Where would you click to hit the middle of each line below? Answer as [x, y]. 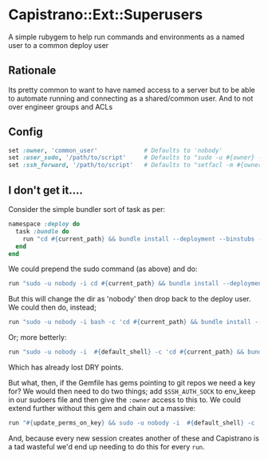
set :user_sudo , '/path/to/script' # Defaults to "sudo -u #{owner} [132, 158]
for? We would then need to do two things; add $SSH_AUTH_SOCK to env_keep [132, 391]
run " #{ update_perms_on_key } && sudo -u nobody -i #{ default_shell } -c [132, 423]
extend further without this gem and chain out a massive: [102, 408]
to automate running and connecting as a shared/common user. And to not [131, 98]
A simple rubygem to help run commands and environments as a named [126, 37]
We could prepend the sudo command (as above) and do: [103, 269]
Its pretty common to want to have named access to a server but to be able [132, 90]
